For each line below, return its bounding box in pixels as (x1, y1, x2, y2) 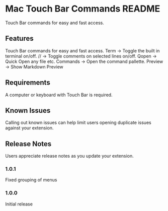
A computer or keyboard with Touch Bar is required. (5, 92, 113, 98)
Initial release (5, 201, 33, 207)
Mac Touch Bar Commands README (5, 3, 160, 15)
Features (5, 34, 34, 43)
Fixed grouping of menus (5, 177, 57, 183)
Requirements (5, 79, 50, 87)
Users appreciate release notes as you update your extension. (5, 153, 134, 159)
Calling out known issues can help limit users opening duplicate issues (5, 119, 152, 126)
